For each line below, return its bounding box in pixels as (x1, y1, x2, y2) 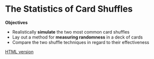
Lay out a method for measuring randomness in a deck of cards (12, 34, 143, 40)
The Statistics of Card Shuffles (5, 3, 133, 15)
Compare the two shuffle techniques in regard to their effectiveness (12, 39, 150, 45)
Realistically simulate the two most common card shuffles (12, 29, 130, 35)
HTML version (5, 49, 34, 55)
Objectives (5, 20, 28, 25)
